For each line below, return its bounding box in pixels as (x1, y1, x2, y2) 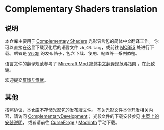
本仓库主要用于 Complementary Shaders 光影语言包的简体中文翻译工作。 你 (5, 38, 159, 44)
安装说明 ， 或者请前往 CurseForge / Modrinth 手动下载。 (5, 119, 120, 125)
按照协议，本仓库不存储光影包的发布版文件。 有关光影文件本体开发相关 (5, 107, 149, 113)
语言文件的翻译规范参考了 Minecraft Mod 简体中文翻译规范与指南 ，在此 (5, 61, 151, 67)
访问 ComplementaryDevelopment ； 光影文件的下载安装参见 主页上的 (18, 113, 159, 119)
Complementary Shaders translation (5, 3, 158, 15)
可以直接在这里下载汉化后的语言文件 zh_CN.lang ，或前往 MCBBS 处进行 (5, 44, 150, 50)
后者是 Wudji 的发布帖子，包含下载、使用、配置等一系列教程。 (13, 51, 140, 56)
